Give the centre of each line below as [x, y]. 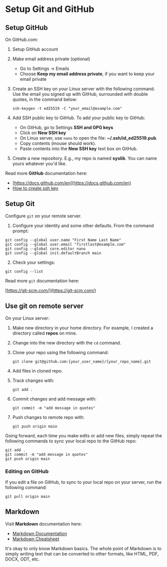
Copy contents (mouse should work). [58, 143]
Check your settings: [34, 262]
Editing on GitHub [27, 471]
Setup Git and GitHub [50, 9]
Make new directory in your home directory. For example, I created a [83, 328]
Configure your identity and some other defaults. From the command [83, 225]
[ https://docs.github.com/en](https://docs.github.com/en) [72, 183]
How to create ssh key [35, 188]
